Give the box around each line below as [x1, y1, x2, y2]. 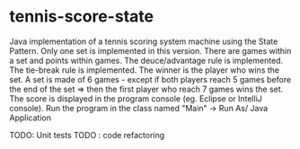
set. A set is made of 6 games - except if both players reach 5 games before [9, 74, 292, 84]
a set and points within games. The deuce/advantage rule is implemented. [9, 55, 284, 66]
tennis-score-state [9, 6, 154, 27]
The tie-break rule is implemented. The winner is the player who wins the [9, 65, 280, 75]
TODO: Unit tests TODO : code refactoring [9, 129, 165, 140]
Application [9, 112, 52, 123]
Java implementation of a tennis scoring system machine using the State [9, 36, 278, 47]
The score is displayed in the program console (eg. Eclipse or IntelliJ [9, 92, 263, 104]
